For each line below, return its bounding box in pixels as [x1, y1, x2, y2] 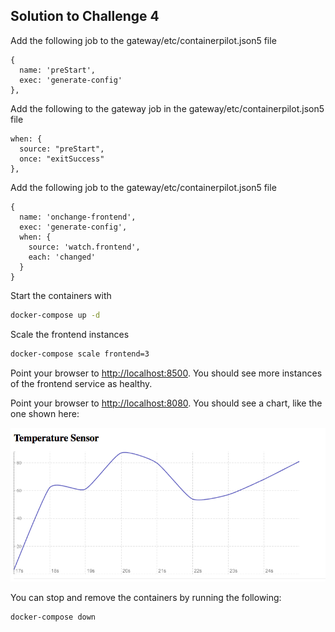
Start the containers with [10, 289, 112, 301]
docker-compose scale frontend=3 [10, 349, 150, 359]
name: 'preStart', [19, 65, 97, 75]
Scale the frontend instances [10, 328, 130, 340]
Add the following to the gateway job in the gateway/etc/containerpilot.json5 [10, 102, 325, 114]
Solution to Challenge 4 [10, 8, 160, 25]
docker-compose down [10, 612, 97, 622]
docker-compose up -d [10, 310, 101, 320]
